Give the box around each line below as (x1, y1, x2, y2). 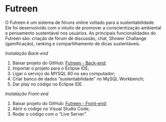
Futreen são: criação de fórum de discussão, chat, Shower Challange (5, 35, 147, 41)
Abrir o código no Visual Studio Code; (12, 106, 90, 112)
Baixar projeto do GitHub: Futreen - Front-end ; (12, 100, 107, 106)
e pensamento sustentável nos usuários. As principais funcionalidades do (5, 30, 156, 36)
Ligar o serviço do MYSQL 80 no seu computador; (12, 70, 116, 76)
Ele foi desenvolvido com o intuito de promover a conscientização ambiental (5, 24, 162, 30)
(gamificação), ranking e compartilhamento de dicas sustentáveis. (5, 40, 141, 46)
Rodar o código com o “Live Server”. (12, 111, 87, 117)
